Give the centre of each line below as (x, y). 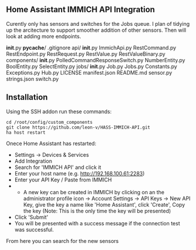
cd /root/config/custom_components (49, 122)
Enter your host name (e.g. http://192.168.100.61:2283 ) (80, 173)
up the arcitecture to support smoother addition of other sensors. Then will (96, 30)
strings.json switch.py (32, 79)
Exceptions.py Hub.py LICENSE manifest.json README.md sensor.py (89, 72)
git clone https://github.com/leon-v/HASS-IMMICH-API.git (78, 127)
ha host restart (26, 132)
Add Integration (33, 161)
